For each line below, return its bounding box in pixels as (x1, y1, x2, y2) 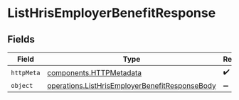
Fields (7, 33, 36, 45)
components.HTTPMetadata (47, 67, 142, 77)
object (11, 82, 33, 89)
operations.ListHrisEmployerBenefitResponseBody (47, 81, 216, 90)
